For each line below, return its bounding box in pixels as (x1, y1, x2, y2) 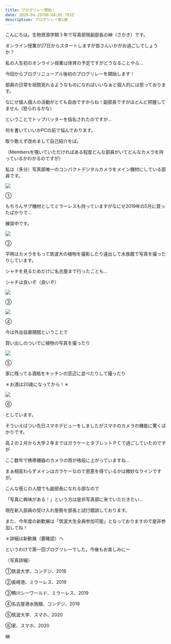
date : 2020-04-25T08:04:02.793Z (5, 12, 74, 17)
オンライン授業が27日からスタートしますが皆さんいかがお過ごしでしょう (5, 43, 158, 49)
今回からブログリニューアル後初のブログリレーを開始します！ (5, 71, 135, 77)
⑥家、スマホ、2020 (5, 622, 50, 629)
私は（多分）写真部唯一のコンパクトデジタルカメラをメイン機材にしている (5, 166, 162, 172)
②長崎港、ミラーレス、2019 (5, 579, 67, 585)
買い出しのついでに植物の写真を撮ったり (5, 340, 90, 346)
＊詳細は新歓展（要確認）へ (5, 535, 64, 541)
